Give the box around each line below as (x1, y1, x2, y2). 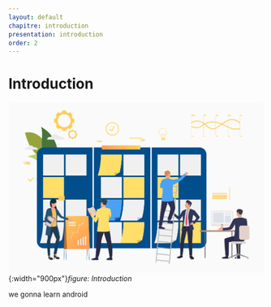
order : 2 (8, 39, 38, 47)
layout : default (8, 13, 63, 21)
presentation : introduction (8, 30, 104, 38)
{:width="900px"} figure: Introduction (8, 273, 132, 283)
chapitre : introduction (8, 21, 89, 30)
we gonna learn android (8, 289, 88, 299)
